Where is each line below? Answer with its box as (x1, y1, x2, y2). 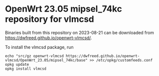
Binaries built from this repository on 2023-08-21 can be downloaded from (5, 30, 154, 35)
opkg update (5, 62, 29, 67)
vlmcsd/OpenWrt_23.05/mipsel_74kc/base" (5, 58, 88, 62)
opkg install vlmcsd (5, 66, 47, 71)
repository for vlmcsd (5, 14, 95, 25)
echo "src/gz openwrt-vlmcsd (5, 53, 64, 59)
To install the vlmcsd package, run (5, 44, 74, 50)
